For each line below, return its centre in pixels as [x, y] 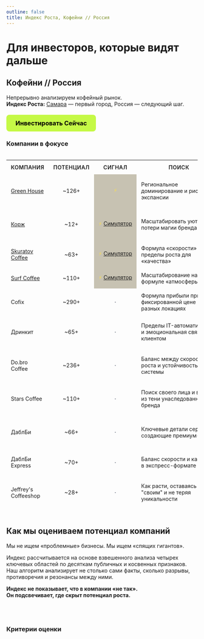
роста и [151, 365]
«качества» [156, 261]
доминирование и [165, 191]
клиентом [154, 339]
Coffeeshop [26, 496]
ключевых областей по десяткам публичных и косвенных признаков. [97, 564]
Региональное [160, 184]
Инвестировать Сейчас [51, 123]
